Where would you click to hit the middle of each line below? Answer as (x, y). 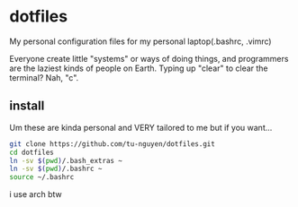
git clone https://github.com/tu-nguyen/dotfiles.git (113, 144)
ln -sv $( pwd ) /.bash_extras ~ (66, 160)
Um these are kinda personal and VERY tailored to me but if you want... (141, 127)
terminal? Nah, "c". (44, 77)
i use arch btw (36, 194)
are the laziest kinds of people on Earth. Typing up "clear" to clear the (139, 68)
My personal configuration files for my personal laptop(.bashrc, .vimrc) (140, 41)
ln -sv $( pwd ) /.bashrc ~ (56, 169)
